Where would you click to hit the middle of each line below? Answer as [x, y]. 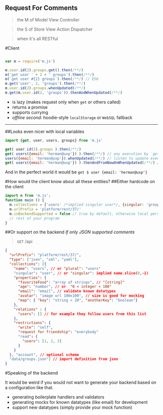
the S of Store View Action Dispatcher [55, 29]
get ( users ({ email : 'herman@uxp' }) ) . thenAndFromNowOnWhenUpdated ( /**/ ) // [83, 163]
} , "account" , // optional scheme [44, 355]
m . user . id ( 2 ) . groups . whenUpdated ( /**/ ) [45, 88]
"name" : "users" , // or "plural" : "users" [57, 268]
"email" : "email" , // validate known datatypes [67, 291]
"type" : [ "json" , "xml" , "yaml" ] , [44, 260]
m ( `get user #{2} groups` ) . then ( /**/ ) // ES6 [52, 79]
